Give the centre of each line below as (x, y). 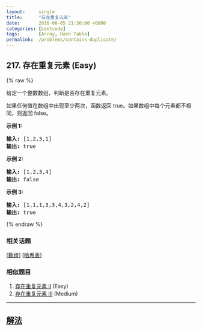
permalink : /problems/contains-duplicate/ (62, 40)
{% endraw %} (25, 224)
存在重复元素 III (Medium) (46, 294)
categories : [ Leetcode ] (36, 29)
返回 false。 (37, 113)
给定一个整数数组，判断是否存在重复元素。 (59, 93)
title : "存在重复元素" (38, 17)
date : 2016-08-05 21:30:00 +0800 (56, 23)
